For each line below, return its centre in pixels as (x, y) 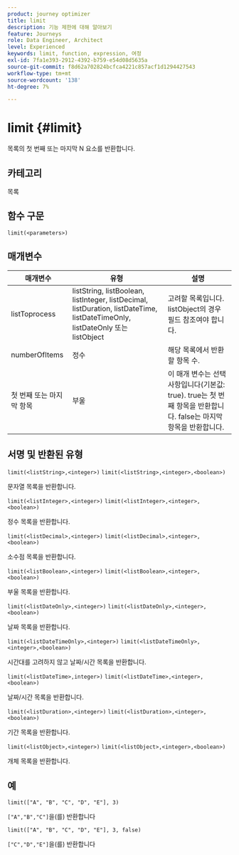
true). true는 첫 (192, 395)
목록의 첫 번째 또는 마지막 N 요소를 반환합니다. (71, 149)
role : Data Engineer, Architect (55, 41)
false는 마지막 (200, 416)
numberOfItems (37, 355)
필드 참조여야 (188, 319)
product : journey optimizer (49, 14)
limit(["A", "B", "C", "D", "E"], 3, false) (74, 830)
